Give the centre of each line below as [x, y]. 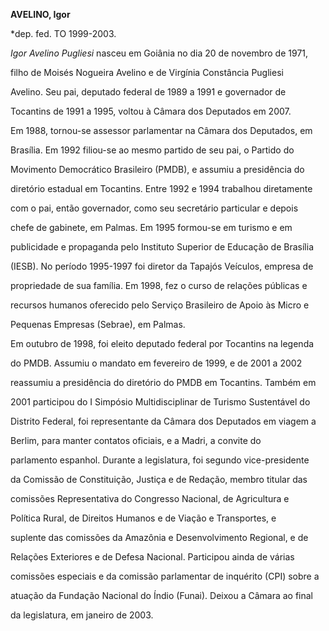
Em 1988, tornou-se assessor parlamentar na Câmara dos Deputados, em [161, 130]
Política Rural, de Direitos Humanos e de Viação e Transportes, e [143, 518]
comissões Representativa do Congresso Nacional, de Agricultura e [150, 498]
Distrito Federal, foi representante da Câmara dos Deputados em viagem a [163, 421]
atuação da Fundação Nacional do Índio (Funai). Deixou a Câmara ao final [162, 595]
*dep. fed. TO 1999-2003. [63, 33]
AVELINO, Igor [40, 14]
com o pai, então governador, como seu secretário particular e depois [154, 208]
